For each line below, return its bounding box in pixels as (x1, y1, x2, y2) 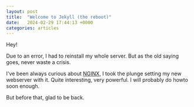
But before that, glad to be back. (6, 94, 85, 101)
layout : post (6, 8, 38, 15)
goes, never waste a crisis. (6, 59, 71, 66)
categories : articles (6, 25, 59, 31)
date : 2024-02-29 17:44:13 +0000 (6, 19, 93, 25)
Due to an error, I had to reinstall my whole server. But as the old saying (6, 52, 179, 59)
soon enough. (6, 83, 40, 90)
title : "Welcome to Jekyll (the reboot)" (6, 14, 112, 20)
